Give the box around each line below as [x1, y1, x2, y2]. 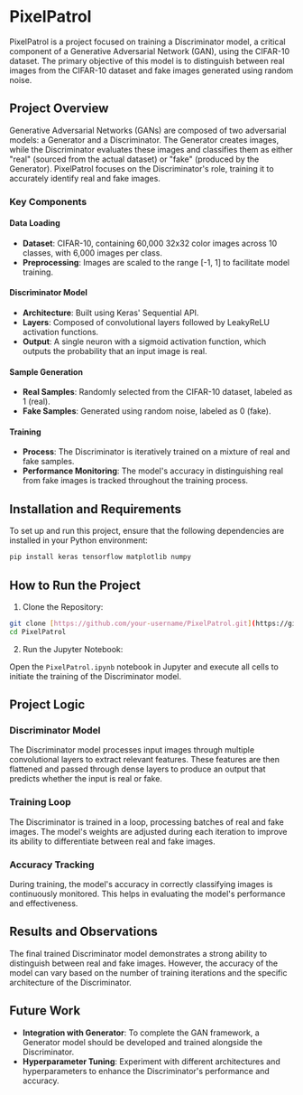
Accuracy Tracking [9, 858, 95, 871]
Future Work [9, 1003, 81, 1018]
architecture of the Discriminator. [9, 977, 133, 987]
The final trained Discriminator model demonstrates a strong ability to [9, 948, 268, 959]
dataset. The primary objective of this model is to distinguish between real [9, 55, 286, 66]
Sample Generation [9, 366, 84, 377]
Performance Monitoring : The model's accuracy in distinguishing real [22, 465, 284, 476]
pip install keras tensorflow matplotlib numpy [9, 553, 192, 562]
